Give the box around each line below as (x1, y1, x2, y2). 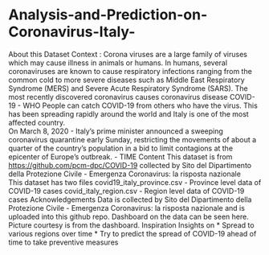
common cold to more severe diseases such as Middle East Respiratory (8, 75, 245, 84)
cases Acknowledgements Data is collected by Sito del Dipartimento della (8, 195, 252, 204)
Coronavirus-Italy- (8, 23, 136, 41)
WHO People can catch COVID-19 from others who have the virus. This (22, 101, 259, 110)
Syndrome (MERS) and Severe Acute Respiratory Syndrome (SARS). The (8, 83, 248, 93)
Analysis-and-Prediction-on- (8, 6, 208, 24)
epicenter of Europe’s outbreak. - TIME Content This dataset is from (8, 151, 233, 162)
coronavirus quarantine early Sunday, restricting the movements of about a (8, 134, 257, 144)
